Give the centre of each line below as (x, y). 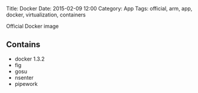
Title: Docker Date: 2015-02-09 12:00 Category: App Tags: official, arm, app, (99, 9)
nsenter (24, 77)
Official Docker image (33, 26)
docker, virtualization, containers (46, 15)
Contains (23, 44)
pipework (26, 84)
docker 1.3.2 (30, 59)
